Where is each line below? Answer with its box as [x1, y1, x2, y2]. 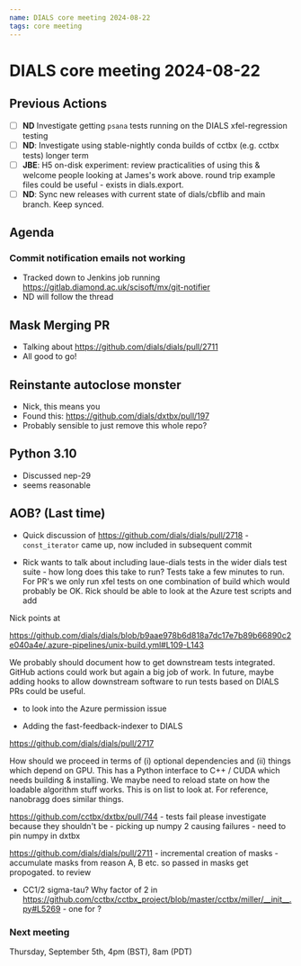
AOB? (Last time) [9, 506, 106, 521]
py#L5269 [22, 903, 61, 914]
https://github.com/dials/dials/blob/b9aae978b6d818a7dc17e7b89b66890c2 [9, 629, 292, 640]
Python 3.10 [9, 447, 77, 462]
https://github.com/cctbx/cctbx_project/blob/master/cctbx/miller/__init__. [22, 893, 292, 905]
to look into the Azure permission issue [22, 703, 167, 714]
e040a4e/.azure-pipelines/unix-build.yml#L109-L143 [9, 639, 205, 650]
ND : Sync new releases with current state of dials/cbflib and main [22, 188, 266, 199]
